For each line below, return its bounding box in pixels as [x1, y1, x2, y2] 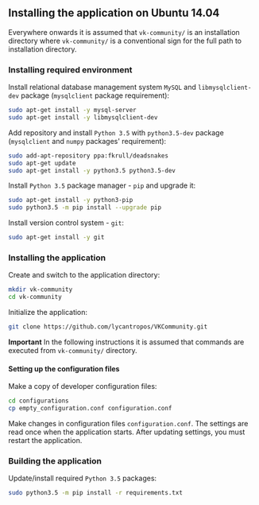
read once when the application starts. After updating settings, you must [8, 427, 245, 437]
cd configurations [8, 397, 69, 405]
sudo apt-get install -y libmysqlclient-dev [8, 113, 158, 122]
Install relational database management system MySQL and [8, 83, 197, 92]
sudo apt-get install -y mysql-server [8, 107, 137, 115]
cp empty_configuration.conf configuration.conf [8, 405, 172, 413]
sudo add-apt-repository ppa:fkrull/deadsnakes [8, 151, 169, 160]
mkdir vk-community [8, 286, 73, 293]
